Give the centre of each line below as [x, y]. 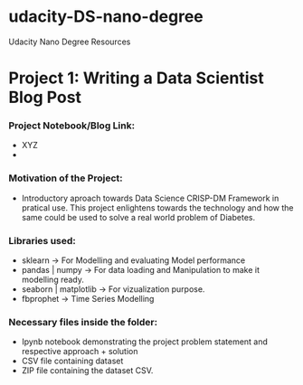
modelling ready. [53, 280]
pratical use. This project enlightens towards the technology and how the [157, 207]
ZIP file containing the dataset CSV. [87, 371]
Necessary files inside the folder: [83, 322]
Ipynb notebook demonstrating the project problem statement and [145, 342]
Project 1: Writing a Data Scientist [136, 78]
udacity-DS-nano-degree [106, 17]
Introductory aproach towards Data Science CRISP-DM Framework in [150, 198]
